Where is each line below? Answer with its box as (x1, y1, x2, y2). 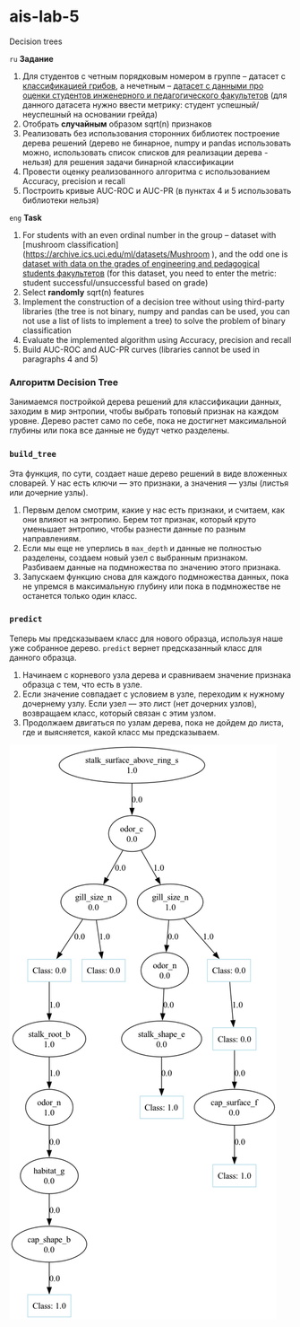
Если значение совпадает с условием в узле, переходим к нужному (21, 689, 285, 699)
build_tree (9, 449, 56, 460)
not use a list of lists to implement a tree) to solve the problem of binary (21, 315, 287, 326)
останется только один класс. (21, 590, 138, 601)
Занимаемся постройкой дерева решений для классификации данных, (9, 397, 282, 408)
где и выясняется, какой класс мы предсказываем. (21, 726, 220, 737)
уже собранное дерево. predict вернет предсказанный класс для (9, 642, 262, 653)
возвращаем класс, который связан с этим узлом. (21, 707, 217, 718)
